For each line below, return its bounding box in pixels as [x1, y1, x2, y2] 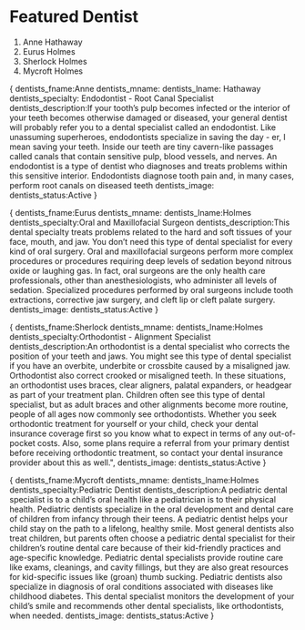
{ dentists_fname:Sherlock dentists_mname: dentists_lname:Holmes [9, 321, 264, 332]
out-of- [268, 428, 296, 439]
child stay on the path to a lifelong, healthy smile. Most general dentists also [9, 523, 294, 533]
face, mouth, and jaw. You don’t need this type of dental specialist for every [9, 236, 293, 247]
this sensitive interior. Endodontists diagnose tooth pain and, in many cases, [9, 170, 294, 181]
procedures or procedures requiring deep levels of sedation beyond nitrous [9, 255, 292, 266]
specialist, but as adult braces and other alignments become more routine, [9, 399, 289, 410]
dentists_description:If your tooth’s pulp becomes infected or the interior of [9, 102, 290, 113]
